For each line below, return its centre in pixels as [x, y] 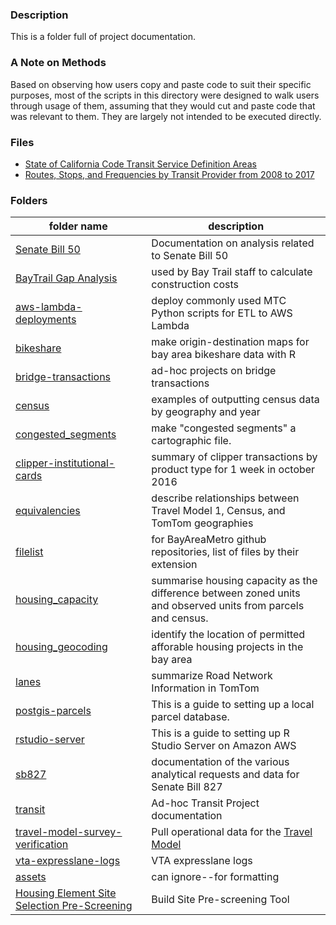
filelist [29, 552]
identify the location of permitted [228, 635]
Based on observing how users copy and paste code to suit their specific [161, 84]
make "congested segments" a [224, 428]
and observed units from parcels [228, 606]
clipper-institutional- [65, 463]
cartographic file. [191, 441]
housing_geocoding [61, 647]
